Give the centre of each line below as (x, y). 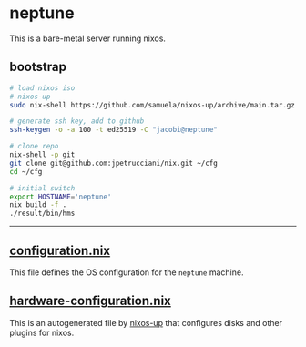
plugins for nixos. (42, 332)
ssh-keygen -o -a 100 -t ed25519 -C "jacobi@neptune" (114, 130)
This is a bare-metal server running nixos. (88, 38)
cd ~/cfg (26, 171)
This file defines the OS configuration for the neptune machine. (127, 272)
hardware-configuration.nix (90, 301)
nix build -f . (38, 205)
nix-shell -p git (42, 155)
